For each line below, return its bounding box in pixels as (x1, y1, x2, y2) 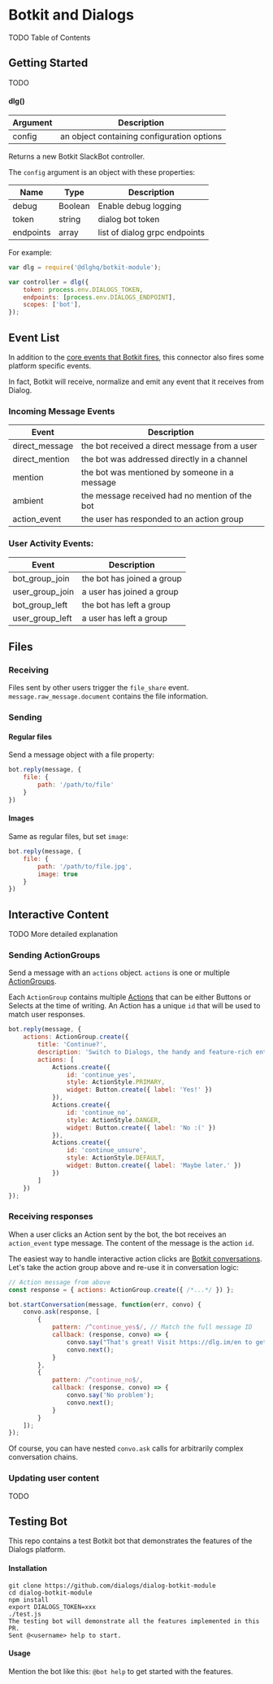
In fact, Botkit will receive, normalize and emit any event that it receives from (8, 376, 264, 387)
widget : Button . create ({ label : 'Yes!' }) (66, 1086, 213, 1094)
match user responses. (8, 1010, 85, 1020)
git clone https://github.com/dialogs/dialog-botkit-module (8, 1582, 217, 1590)
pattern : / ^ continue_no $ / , (51, 1376, 144, 1384)
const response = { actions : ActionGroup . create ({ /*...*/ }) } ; (8, 1286, 234, 1294)
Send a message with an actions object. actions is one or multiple (8, 968, 230, 977)
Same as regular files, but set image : (8, 832, 128, 841)
